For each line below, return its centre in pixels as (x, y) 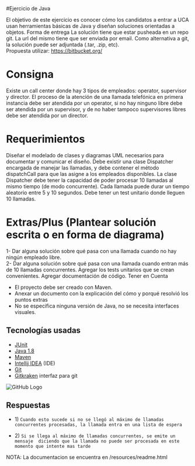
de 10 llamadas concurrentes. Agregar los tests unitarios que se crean (90, 270)
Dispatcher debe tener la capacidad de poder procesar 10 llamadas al (90, 180)
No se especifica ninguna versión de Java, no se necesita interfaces (97, 306)
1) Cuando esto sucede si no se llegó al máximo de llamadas (89, 419)
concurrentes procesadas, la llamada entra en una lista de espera (98, 425)
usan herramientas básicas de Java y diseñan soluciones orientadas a (90, 26)
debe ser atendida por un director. (47, 115)
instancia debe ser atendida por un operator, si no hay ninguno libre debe (94, 103)
